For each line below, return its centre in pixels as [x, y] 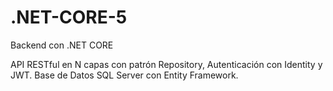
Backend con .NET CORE [62, 45]
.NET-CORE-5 [69, 17]
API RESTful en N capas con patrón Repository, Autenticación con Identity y [166, 64]
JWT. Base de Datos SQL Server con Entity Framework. [124, 75]
